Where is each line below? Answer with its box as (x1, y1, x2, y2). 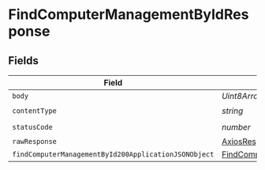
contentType (12, 106, 58, 115)
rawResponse (12, 137, 58, 145)
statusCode (12, 123, 53, 131)
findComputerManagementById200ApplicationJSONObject (12, 150, 215, 159)
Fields (8, 54, 39, 67)
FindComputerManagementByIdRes (8, 6, 249, 24)
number (222, 121, 251, 132)
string (222, 105, 244, 116)
